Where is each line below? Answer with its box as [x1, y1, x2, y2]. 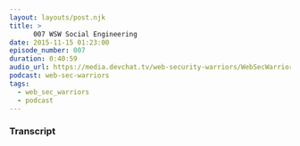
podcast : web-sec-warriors [9, 71, 110, 80]
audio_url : [9, 63, 50, 72]
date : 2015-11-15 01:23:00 [9, 37, 110, 47]
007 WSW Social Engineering [32, 29, 138, 38]
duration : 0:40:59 [9, 54, 78, 63]
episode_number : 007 [9, 46, 87, 55]
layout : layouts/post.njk [9, 12, 105, 22]
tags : [9, 79, 29, 88]
